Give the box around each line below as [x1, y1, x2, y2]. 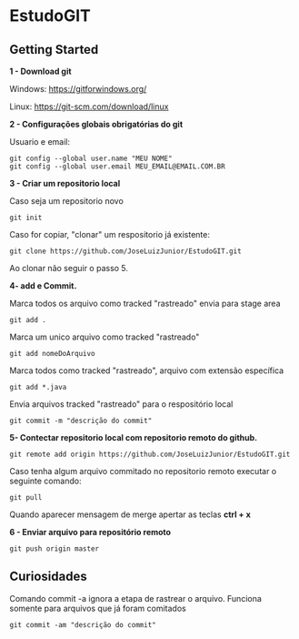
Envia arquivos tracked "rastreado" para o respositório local [9, 399, 234, 410]
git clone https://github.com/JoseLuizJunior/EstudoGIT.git [9, 247, 243, 256]
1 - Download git [9, 66, 72, 76]
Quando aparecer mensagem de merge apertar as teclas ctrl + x [9, 509, 252, 520]
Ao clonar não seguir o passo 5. [9, 263, 129, 273]
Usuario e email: [9, 137, 71, 147]
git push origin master [9, 544, 100, 553]
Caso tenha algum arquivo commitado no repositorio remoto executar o [9, 466, 277, 476]
